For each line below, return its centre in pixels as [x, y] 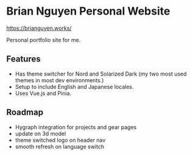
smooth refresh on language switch [60, 146]
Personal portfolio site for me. [44, 40]
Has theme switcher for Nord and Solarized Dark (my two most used [101, 74]
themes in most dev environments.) [59, 80]
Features [23, 59]
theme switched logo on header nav [60, 140]
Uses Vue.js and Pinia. [43, 93]
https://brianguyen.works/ [39, 28]
